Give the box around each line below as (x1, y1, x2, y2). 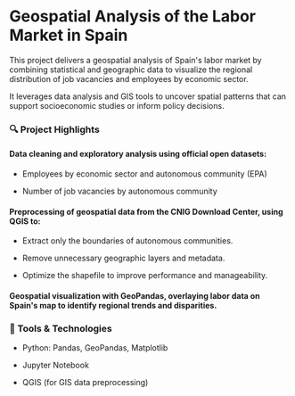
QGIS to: (9, 216, 42, 227)
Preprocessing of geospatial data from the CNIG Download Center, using (9, 206, 283, 217)
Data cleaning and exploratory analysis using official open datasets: (9, 149, 267, 160)
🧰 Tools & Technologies (9, 322, 113, 334)
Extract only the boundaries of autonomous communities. (21, 235, 234, 246)
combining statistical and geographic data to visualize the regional (9, 64, 253, 75)
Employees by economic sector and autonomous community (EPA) (21, 169, 267, 179)
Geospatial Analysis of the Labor (9, 6, 257, 27)
